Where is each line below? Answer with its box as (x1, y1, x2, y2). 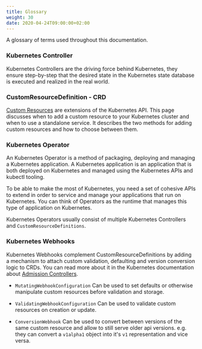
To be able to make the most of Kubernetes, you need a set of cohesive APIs (6, 185, 196, 192)
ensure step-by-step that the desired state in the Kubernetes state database (6, 71, 195, 79)
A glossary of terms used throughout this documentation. (6, 37, 148, 44)
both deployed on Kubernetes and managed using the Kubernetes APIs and (6, 167, 194, 174)
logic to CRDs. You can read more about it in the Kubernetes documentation (6, 264, 194, 271)
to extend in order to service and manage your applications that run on (6, 192, 182, 199)
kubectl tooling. (6, 174, 45, 181)
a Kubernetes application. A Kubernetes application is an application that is (6, 160, 192, 168)
